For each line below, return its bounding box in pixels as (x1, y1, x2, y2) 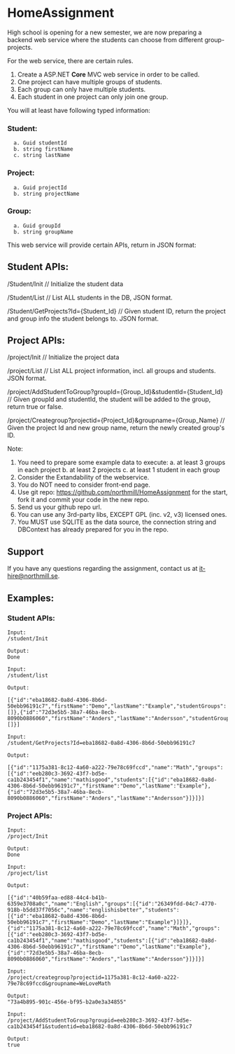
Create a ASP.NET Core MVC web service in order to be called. (17, 70, 200, 79)
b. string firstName (13, 146, 73, 153)
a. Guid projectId (13, 184, 68, 191)
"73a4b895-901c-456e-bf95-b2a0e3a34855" (7, 999, 127, 1006)
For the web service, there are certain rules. (7, 56, 134, 65)
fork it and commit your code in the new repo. (17, 496, 150, 504)
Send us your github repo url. (17, 503, 102, 511)
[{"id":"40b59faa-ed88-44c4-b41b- (7, 894, 108, 902)
